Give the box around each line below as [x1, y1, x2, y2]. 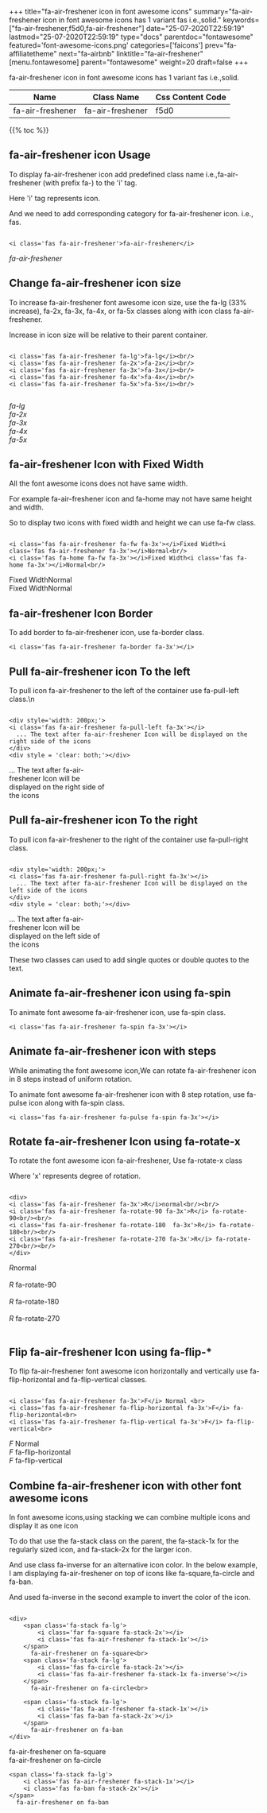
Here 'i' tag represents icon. [9, 193, 101, 203]
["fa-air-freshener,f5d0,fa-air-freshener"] [9, 24, 145, 33]
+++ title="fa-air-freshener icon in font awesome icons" [9, 7, 193, 16]
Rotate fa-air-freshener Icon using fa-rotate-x [9, 1134, 241, 1148]
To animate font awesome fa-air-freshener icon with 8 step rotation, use [9, 1089, 246, 1099]
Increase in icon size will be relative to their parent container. [9, 330, 208, 339]
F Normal [9, 1439, 40, 1449]
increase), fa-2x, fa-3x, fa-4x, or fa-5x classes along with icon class [9, 306, 232, 316]
